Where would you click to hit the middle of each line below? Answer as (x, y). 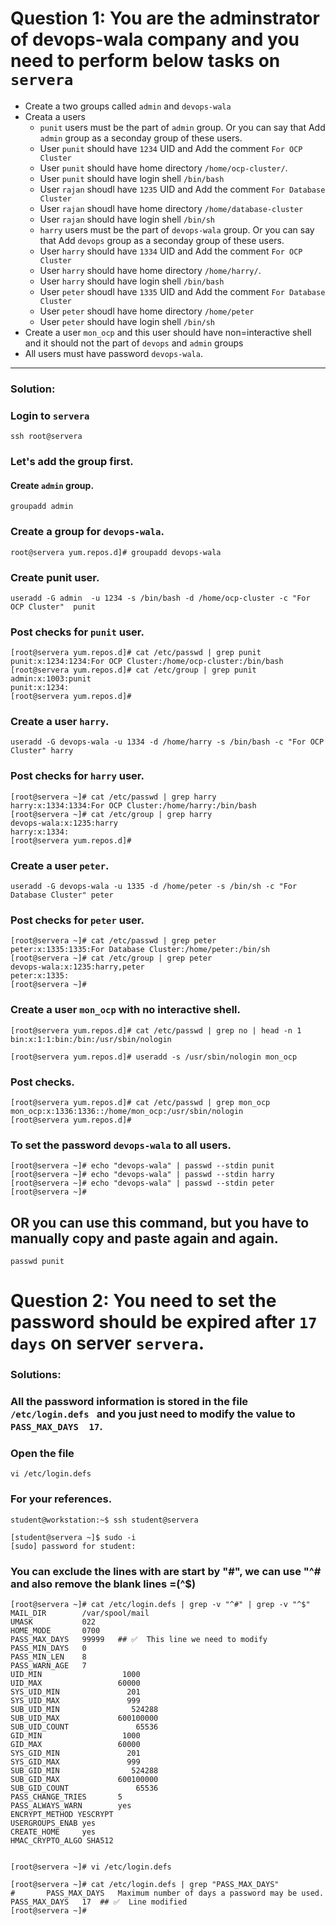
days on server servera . (107, 1343)
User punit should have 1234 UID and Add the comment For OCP (171, 148)
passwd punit (37, 1262)
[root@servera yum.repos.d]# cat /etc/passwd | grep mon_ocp (140, 1102)
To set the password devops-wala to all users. (121, 1145)
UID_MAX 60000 (75, 1683)
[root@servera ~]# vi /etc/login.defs (91, 1867)
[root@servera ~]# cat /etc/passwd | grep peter (113, 941)
